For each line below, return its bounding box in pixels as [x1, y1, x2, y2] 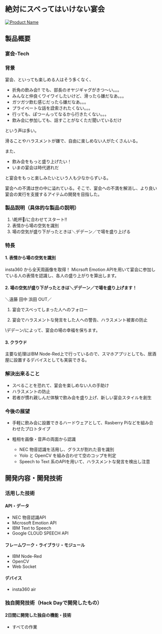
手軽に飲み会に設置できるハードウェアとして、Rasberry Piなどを [12, 419, 141, 425]
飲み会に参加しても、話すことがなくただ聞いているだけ [12, 117, 122, 123]
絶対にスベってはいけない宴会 [5, 5, 105, 14]
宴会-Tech [5, 50, 29, 57]
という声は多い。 [5, 127, 39, 133]
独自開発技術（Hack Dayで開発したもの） [5, 599, 103, 606]
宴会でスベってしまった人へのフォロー [12, 307, 88, 313]
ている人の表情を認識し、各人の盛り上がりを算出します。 [5, 272, 119, 278]
